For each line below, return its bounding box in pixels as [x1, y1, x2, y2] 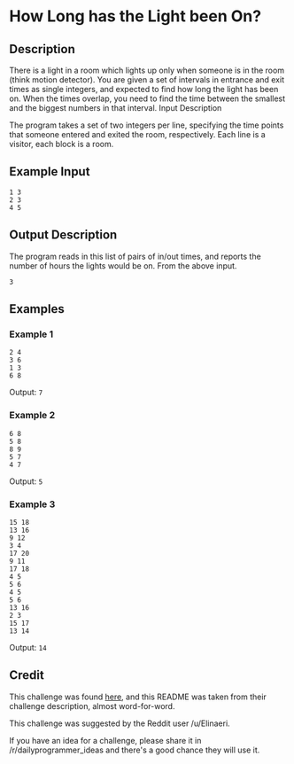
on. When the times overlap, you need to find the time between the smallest [9, 93, 286, 104]
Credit [9, 667, 44, 683]
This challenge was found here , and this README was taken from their [9, 691, 267, 702]
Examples [9, 301, 65, 316]
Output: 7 [9, 387, 43, 398]
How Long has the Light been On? [9, 6, 262, 27]
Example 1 [9, 328, 54, 340]
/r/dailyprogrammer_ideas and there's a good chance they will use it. [9, 745, 260, 755]
